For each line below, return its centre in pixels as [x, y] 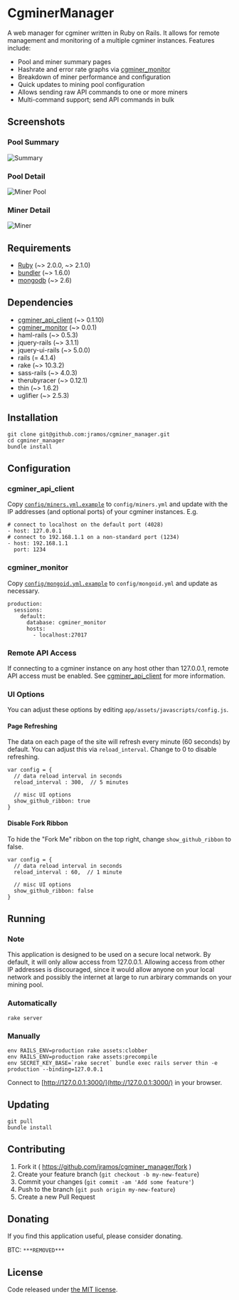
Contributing [36, 1149]
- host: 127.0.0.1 [34, 531]
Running [27, 919]
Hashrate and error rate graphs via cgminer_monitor [94, 69]
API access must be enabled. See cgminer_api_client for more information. [116, 676]
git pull [20, 1121]
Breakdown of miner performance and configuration [94, 77]
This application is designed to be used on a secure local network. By [109, 955]
